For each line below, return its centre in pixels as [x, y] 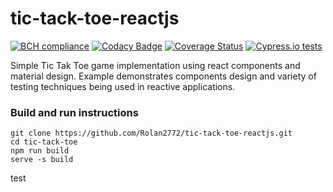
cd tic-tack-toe [44, 142]
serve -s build [42, 160]
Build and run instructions [74, 112]
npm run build [40, 151]
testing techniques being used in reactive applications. [123, 86]
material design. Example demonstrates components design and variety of [163, 76]
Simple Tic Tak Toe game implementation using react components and [155, 65]
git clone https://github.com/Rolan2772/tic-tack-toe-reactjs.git [151, 133]
